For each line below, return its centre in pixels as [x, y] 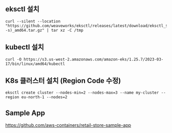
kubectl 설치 [25, 47]
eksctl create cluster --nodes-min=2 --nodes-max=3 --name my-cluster [82, 93]
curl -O [14, 59]
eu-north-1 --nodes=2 [44, 97]
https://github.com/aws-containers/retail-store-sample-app [68, 125]
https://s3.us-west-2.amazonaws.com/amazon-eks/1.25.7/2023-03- [94, 59]
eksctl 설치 [22, 9]
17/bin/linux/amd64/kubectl [35, 64]
